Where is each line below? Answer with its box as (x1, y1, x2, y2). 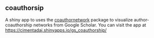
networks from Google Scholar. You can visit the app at (33, 22, 147, 28)
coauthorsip (5, 4, 44, 12)
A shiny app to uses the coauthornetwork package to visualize (5, 17, 133, 22)
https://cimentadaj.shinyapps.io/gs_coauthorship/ (5, 27, 107, 33)
